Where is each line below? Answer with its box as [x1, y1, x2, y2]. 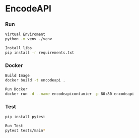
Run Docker [5, 87, 28, 92]
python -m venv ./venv [5, 37, 52, 42]
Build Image [5, 73, 30, 78]
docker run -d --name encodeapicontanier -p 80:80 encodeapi [5, 91, 135, 96]
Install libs [5, 46, 32, 51]
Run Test [5, 123, 23, 128]
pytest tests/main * [5, 128, 46, 133]
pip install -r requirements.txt [5, 50, 74, 55]
